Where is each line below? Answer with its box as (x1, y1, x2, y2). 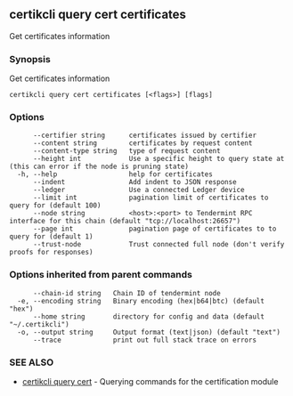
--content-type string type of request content (32, 147, 221, 156)
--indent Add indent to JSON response (32, 178, 238, 187)
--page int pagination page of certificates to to (32, 224, 277, 234)
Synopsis (9, 53, 51, 65)
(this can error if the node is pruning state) (9, 162, 190, 172)
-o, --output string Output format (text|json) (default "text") (17, 327, 281, 336)
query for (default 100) (9, 201, 102, 210)
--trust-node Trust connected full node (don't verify (32, 240, 285, 249)
